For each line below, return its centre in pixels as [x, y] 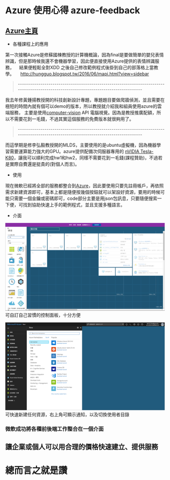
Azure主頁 [22, 31]
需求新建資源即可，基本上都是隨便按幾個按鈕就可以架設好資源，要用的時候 [83, 192]
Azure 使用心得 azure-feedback [73, 10]
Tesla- [147, 151]
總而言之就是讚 [36, 471]
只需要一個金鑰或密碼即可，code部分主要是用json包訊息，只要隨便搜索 [83, 198]
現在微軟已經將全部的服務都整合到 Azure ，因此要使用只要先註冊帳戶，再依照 [84, 186]
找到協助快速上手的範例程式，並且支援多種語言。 [74, 205]
